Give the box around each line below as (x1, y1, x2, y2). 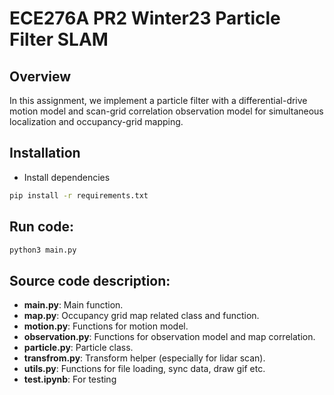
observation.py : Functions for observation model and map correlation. (23, 331, 316, 343)
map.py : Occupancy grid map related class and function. (23, 310, 260, 322)
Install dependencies (23, 171, 111, 183)
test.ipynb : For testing (23, 373, 117, 386)
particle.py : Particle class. (23, 342, 134, 354)
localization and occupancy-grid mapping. (9, 116, 184, 127)
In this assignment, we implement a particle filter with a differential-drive (9, 95, 308, 106)
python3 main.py (9, 245, 77, 255)
